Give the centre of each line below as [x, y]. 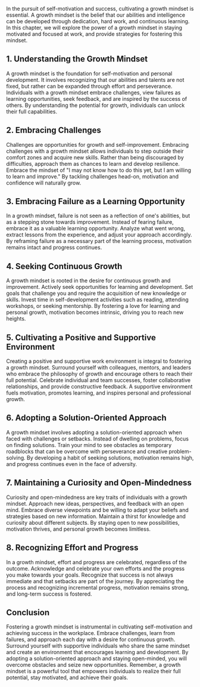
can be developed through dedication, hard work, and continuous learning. [98, 21]
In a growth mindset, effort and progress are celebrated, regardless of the [97, 562]
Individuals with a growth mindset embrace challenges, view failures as [93, 93]
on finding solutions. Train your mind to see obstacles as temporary [89, 445]
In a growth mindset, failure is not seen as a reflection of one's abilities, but [98, 216]
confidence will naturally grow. [44, 183]
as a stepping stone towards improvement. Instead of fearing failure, [90, 222]
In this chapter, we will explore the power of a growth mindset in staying [94, 27]
